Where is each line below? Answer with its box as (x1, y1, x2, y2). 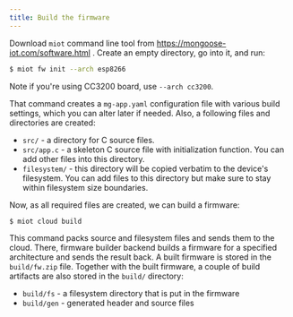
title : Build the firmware (9, 13, 110, 22)
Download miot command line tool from (9, 38, 155, 48)
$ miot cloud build (9, 217, 82, 226)
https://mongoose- (156, 38, 227, 48)
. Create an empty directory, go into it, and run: (92, 47, 266, 58)
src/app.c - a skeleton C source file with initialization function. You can (22, 144, 285, 155)
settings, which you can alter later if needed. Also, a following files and (9, 107, 271, 118)
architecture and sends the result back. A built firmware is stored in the (9, 252, 271, 262)
